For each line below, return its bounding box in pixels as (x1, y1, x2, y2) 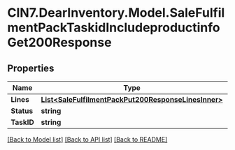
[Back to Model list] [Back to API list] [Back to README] (7, 135, 168, 144)
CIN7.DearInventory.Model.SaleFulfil (7, 5, 225, 21)
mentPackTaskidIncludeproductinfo (7, 20, 220, 36)
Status (10, 106, 34, 116)
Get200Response (7, 35, 112, 50)
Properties (7, 62, 55, 74)
